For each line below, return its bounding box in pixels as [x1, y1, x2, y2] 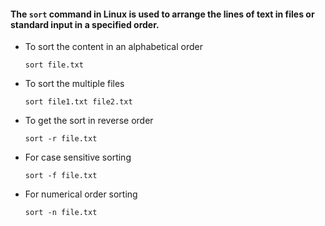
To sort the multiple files [24, 78, 125, 90]
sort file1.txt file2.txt [24, 97, 133, 107]
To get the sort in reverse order [24, 115, 154, 127]
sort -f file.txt [24, 171, 98, 181]
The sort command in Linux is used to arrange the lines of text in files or [10, 8, 315, 20]
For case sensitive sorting [24, 151, 132, 164]
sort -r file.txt [24, 134, 98, 144]
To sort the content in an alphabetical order [24, 41, 203, 53]
